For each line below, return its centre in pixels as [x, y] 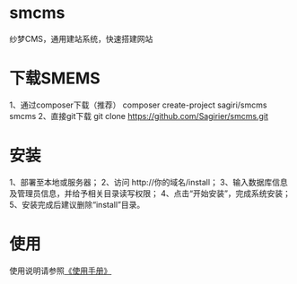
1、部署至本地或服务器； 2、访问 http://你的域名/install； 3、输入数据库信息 [149, 182]
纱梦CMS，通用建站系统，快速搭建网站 [81, 39]
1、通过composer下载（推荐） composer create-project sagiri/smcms [138, 105]
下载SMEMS [55, 78]
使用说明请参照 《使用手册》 [61, 271]
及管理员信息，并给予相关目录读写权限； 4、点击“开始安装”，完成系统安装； [150, 193]
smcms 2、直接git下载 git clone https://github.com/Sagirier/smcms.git [139, 116]
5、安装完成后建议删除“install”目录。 [77, 204]
